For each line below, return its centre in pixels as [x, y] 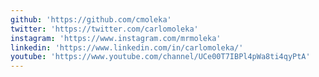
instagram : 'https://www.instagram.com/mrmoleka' [116, 38]
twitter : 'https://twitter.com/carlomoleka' [104, 29]
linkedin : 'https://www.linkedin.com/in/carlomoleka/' [127, 47]
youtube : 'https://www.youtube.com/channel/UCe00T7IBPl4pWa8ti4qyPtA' [160, 57]
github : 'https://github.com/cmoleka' [91, 19]
